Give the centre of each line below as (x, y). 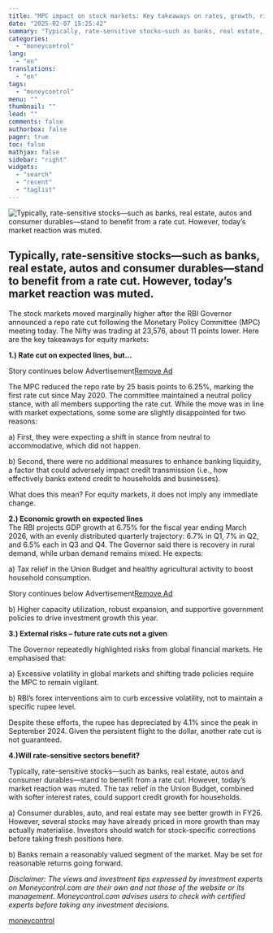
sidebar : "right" (38, 159)
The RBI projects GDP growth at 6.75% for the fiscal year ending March (128, 527)
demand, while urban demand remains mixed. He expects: (106, 553)
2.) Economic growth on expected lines (76, 519)
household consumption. (50, 577)
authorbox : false (38, 129)
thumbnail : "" (32, 106)
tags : (17, 84)
